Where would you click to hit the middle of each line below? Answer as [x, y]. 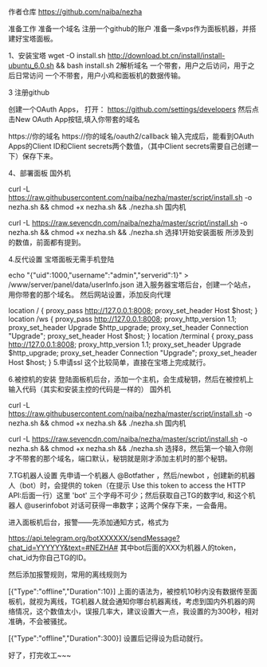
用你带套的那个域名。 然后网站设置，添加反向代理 [90, 294]
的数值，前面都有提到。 [47, 242]
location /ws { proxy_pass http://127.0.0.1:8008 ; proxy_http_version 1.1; [122, 319]
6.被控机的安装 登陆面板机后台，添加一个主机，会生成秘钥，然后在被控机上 [131, 379]
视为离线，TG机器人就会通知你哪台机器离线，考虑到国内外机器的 [142, 601]
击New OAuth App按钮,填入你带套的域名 [74, 119]
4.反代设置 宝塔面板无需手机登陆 [61, 259]
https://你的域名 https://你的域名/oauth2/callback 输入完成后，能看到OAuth [132, 136]
